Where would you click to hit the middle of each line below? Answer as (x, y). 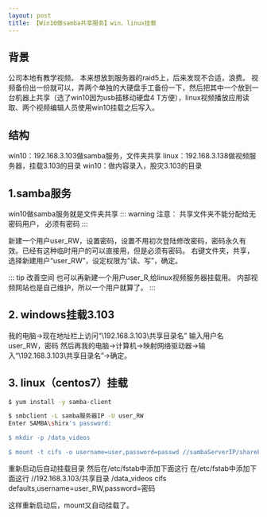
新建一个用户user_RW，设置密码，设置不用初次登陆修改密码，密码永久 (124, 240)
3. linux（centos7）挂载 (68, 383)
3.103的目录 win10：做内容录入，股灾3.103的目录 (122, 166)
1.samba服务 (40, 193)
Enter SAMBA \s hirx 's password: (60, 424)
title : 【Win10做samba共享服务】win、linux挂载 (82, 23)
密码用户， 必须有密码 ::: (48, 224)
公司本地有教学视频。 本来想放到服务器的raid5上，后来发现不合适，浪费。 (129, 78)
